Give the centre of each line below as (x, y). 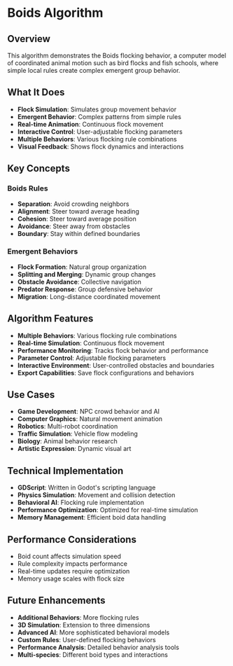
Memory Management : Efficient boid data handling (92, 518)
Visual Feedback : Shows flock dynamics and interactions (100, 146)
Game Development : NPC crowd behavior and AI (88, 412)
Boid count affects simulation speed (69, 556)
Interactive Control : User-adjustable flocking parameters (100, 132)
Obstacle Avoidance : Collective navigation (79, 282)
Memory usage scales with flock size (71, 578)
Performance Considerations (72, 540)
